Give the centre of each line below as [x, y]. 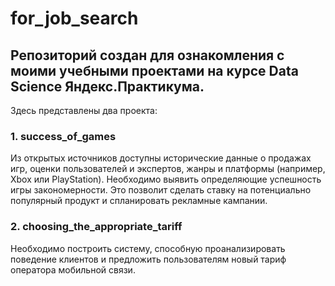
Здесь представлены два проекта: [84, 110]
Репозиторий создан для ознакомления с [147, 55]
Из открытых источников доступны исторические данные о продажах [161, 158]
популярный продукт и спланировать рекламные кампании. [139, 201]
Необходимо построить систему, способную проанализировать [148, 248]
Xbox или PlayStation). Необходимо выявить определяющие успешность [166, 179]
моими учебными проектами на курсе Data [154, 70]
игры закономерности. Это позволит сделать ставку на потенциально [161, 190]
